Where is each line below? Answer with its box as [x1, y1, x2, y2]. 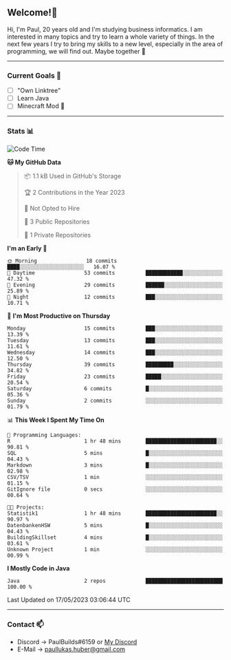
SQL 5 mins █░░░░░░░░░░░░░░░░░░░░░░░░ [7, 449, 223, 456]
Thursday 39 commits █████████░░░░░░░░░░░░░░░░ [7, 361, 223, 368]
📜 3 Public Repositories [23, 217, 90, 226]
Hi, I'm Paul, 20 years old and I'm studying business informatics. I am [7, 25, 203, 33]
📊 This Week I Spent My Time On [7, 416, 104, 424]
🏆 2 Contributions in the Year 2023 [23, 188, 125, 196]
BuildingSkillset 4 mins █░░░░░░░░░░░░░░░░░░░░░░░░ [7, 534, 223, 541]
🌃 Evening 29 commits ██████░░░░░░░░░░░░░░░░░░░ [7, 281, 223, 288]
